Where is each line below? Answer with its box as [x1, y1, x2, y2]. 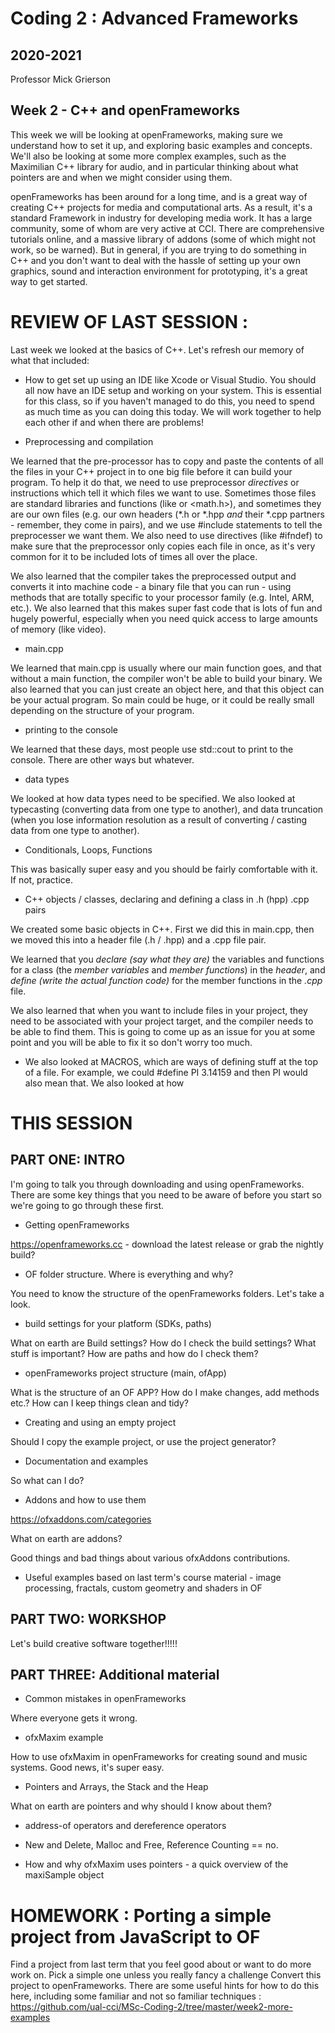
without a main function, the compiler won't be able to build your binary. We [10, 672, 323, 684]
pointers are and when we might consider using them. [10, 171, 233, 183]
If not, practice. [10, 873, 73, 886]
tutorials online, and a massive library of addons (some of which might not [10, 233, 317, 245]
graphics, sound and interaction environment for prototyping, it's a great [10, 265, 308, 277]
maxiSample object [24, 1869, 105, 1881]
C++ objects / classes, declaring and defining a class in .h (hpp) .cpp [24, 893, 310, 905]
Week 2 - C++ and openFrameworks [10, 102, 241, 119]
